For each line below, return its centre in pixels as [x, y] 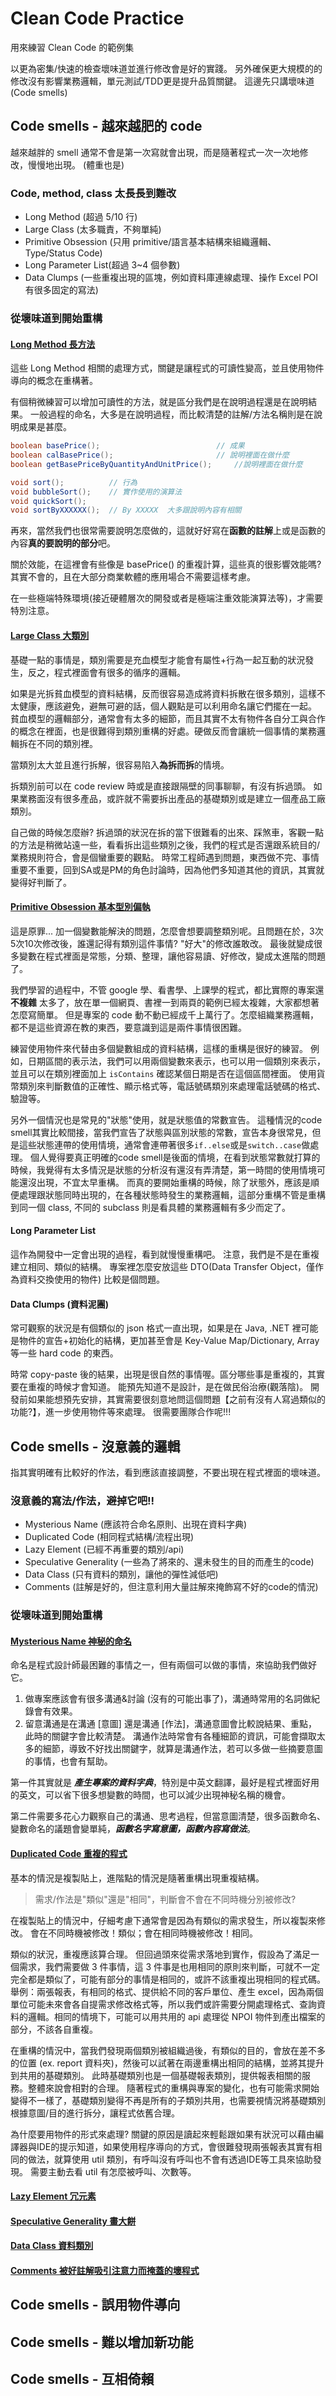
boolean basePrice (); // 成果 [127, 446]
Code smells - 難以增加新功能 [102, 2342]
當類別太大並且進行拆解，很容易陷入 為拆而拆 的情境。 [120, 764]
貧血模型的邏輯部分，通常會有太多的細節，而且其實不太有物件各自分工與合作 [168, 718]
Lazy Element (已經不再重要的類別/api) [104, 1549]
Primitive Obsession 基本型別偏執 [80, 907]
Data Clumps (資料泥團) [60, 1304]
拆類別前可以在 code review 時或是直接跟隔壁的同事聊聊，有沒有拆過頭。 [161, 786]
